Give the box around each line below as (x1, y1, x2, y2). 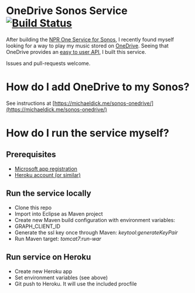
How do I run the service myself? (6, 127, 170, 140)
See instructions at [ (6, 100, 54, 107)
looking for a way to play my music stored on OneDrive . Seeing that (6, 42, 169, 49)
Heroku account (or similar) (14, 171, 81, 178)
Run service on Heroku (6, 252, 91, 262)
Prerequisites (6, 149, 56, 159)
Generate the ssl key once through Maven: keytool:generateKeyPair (14, 229, 178, 236)
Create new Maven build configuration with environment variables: (14, 216, 176, 223)
